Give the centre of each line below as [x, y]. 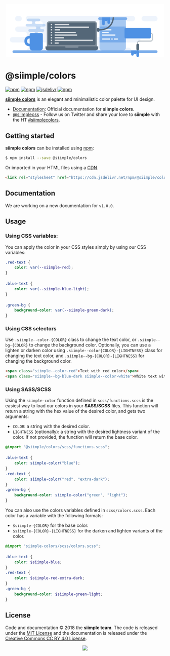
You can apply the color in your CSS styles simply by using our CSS [76, 247]
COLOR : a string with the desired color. [51, 427]
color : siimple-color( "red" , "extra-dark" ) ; [62, 479]
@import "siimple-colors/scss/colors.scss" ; [53, 546]
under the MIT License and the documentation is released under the [76, 633]
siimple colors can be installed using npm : [50, 148]
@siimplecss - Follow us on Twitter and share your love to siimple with [86, 114]
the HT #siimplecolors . [36, 120]
